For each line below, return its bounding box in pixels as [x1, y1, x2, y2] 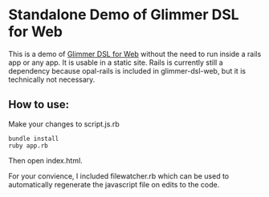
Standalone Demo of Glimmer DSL [8, 6, 239, 24]
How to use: [8, 98, 70, 111]
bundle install [8, 135, 59, 143]
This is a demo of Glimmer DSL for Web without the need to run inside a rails [8, 49, 262, 58]
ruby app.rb [8, 142, 48, 150]
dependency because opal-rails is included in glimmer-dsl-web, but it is [8, 66, 247, 75]
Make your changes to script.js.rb [8, 119, 120, 129]
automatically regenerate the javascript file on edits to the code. [8, 179, 220, 189]
